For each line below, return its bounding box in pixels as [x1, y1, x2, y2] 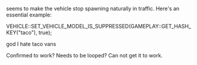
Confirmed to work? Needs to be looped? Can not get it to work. [6, 52, 163, 58]
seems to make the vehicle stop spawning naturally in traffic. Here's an [6, 5, 180, 12]
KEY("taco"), [6, 29, 37, 36]
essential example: [6, 11, 52, 18]
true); [38, 29, 52, 36]
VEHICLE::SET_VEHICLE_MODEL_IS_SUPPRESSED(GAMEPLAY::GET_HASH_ [6, 23, 192, 30]
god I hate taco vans [6, 41, 56, 47]
